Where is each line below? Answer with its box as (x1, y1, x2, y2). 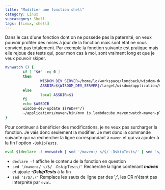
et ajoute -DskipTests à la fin (12, 168, 71, 175)
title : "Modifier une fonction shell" (5, 7, 84, 12)
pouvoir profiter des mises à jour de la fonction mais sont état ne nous (5, 40, 147, 46)
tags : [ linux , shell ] (5, 21, 50, 26)
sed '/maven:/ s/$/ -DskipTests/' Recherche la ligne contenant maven (12, 163, 159, 169)
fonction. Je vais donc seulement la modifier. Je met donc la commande (5, 129, 151, 135)
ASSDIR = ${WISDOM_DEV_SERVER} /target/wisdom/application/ (40, 83, 160, 88)
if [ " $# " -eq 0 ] (23, 69, 60, 74)
